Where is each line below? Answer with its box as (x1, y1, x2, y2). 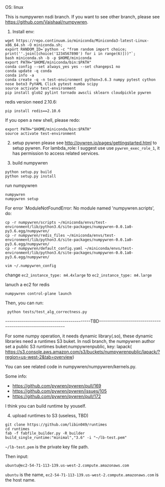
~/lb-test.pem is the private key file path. (5, 444, 89, 450)
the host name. (5, 477, 36, 483)
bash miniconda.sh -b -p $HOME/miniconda (5, 55, 92, 60)
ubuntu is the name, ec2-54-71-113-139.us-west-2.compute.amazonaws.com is (5, 472, 159, 478)
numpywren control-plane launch (5, 291, 72, 296)
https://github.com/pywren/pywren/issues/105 (12, 388, 107, 394)
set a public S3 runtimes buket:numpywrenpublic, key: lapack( (5, 344, 132, 349)
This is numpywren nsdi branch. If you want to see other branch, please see (5, 14, 160, 19)
